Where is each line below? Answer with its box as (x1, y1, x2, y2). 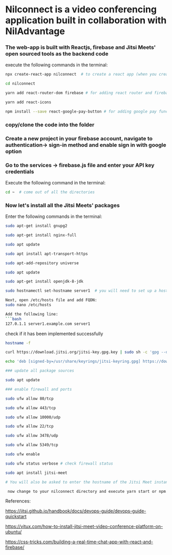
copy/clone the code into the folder (5, 121, 95, 128)
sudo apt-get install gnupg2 (5, 224, 68, 229)
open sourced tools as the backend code (5, 50, 109, 58)
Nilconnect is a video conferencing (5, 4, 157, 15)
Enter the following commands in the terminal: (5, 213, 102, 219)
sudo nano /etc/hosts (5, 302, 52, 308)
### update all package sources (5, 368, 74, 374)
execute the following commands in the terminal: (5, 62, 108, 68)
